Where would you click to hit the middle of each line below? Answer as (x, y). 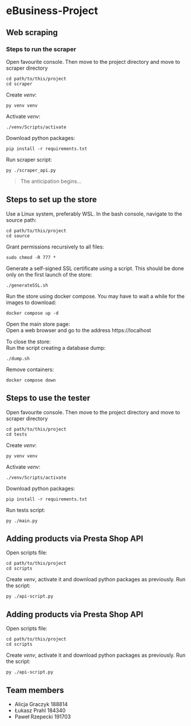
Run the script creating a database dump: (56, 347)
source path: (21, 220)
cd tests (17, 434)
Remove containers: (30, 369)
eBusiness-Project (52, 11)
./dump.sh (18, 359)
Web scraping (32, 33)
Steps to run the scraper (41, 49)
